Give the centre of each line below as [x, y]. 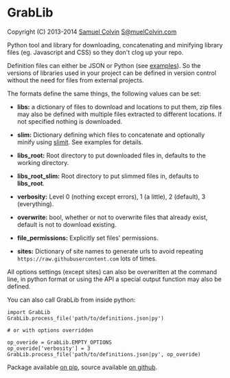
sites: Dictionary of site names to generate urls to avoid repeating [110, 251]
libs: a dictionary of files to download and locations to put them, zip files [119, 107]
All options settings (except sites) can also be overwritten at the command [112, 271]
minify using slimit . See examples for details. [80, 142]
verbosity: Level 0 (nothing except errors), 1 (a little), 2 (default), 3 [111, 197]
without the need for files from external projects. [76, 80]
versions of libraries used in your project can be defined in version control [112, 73]
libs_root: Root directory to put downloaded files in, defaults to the [111, 155]
